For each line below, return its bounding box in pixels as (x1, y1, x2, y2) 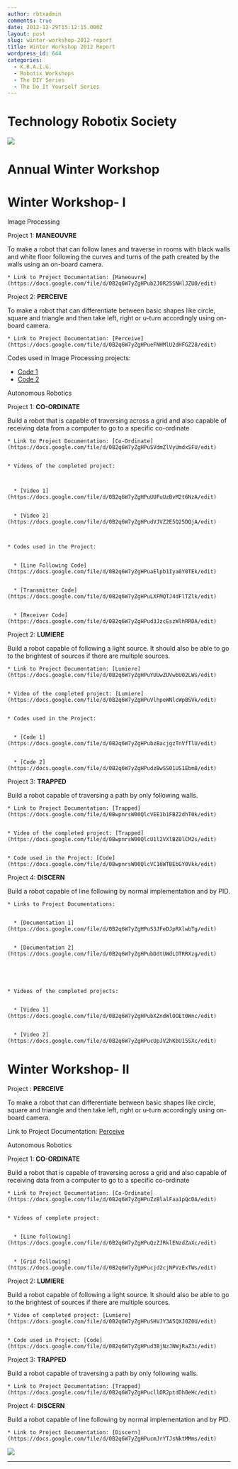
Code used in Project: (13, 1337, 81, 1344)
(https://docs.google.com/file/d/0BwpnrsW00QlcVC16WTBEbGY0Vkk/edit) (7, 861, 217, 868)
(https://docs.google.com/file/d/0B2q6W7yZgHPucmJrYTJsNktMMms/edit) (7, 1436, 217, 1443)
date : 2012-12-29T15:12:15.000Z (7, 23, 103, 31)
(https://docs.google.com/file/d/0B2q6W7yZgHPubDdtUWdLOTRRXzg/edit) (7, 950, 217, 958)
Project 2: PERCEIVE (7, 293, 68, 301)
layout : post (7, 30, 46, 38)
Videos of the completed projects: (13, 988, 119, 995)
